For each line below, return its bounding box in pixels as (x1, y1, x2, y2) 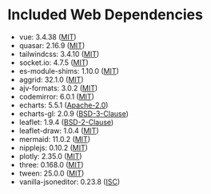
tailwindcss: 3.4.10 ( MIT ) (18, 49, 100, 59)
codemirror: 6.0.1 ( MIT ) (18, 91, 95, 101)
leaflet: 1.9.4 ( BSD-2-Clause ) (18, 117, 114, 127)
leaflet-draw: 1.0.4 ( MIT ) (18, 126, 99, 135)
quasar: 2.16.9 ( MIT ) (18, 40, 86, 50)
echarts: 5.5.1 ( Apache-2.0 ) (18, 100, 109, 110)
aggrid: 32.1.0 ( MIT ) (18, 75, 84, 84)
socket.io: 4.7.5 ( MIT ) (18, 58, 89, 67)
